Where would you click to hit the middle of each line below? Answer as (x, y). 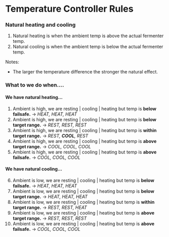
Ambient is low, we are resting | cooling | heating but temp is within (83, 202)
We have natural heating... (34, 97)
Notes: (12, 62)
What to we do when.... (35, 85)
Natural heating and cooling (40, 25)
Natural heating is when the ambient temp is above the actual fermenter (88, 36)
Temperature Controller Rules (69, 9)
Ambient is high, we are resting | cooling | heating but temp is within (84, 130)
